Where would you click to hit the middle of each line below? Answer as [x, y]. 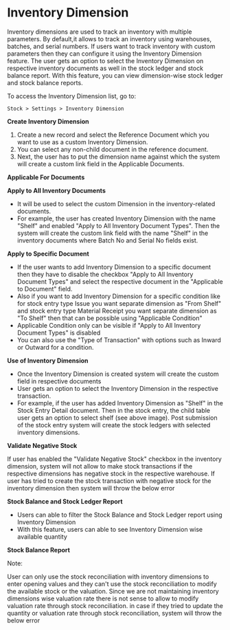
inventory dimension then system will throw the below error [91, 488]
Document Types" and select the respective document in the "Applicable [120, 281]
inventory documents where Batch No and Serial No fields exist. [107, 240]
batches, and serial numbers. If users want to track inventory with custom [111, 46]
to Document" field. [45, 289]
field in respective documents [59, 381]
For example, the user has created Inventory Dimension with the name [116, 218]
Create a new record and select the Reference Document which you [113, 135]
